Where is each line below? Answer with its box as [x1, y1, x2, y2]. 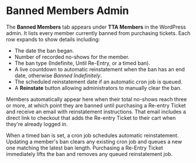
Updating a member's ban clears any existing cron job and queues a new [6, 138, 183, 145]
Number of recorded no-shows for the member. [14, 53, 130, 60]
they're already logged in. [6, 120, 68, 127]
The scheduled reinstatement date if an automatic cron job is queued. [14, 78, 183, 85]
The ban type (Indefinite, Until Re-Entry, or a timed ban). [14, 60, 150, 67]
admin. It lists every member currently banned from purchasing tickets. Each [6, 29, 191, 36]
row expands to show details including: [6, 36, 101, 43]
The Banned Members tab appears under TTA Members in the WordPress [6, 23, 186, 30]
